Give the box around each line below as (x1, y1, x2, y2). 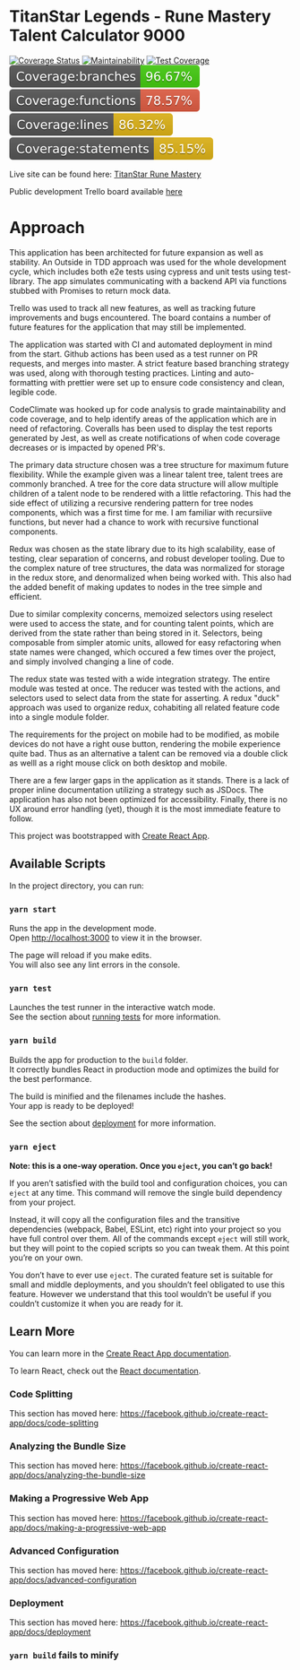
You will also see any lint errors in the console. (9, 959, 181, 970)
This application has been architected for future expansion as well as (9, 247, 264, 257)
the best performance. (9, 1073, 92, 1084)
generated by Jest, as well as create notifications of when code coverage (9, 432, 280, 443)
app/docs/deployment (9, 1627, 91, 1638)
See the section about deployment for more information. (9, 1118, 217, 1129)
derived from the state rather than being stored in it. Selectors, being (9, 627, 262, 638)
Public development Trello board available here (9, 186, 184, 196)
